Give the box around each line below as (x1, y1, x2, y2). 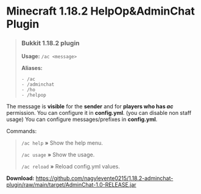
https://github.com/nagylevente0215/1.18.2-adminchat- (35, 175, 174, 182)
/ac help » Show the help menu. (21, 139, 104, 147)
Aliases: (21, 64, 43, 72)
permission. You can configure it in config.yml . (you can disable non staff (6, 109, 192, 117)
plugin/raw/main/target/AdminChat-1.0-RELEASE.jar (6, 181, 136, 189)
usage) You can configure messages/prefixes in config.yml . (6, 116, 158, 123)
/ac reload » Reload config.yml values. (21, 163, 121, 170)
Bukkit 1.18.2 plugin (21, 39, 80, 47)
